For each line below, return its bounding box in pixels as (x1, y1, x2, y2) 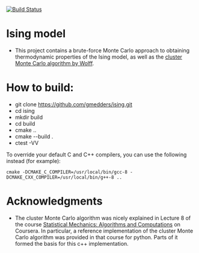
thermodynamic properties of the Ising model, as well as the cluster (14, 53, 182, 60)
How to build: (6, 81, 74, 95)
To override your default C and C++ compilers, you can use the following (6, 151, 187, 158)
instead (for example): (6, 157, 61, 164)
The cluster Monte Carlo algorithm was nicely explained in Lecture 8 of (14, 214, 191, 222)
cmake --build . (14, 133, 54, 140)
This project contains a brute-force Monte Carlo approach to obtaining (14, 46, 190, 54)
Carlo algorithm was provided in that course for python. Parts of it (14, 233, 179, 241)
